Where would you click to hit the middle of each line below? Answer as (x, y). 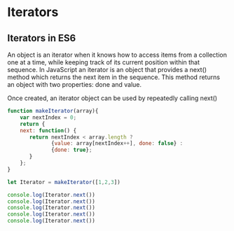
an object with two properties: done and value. (75, 84)
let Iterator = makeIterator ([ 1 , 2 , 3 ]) (64, 182)
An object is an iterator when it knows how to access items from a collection (117, 55)
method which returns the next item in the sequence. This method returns (114, 77)
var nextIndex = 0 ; (48, 117)
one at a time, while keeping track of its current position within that (104, 62)
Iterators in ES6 (42, 38)
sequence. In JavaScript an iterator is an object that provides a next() (107, 70)
